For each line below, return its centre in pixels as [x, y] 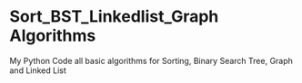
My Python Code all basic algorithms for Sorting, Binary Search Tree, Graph [151, 60]
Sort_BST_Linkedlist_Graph [114, 17]
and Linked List [38, 70]
